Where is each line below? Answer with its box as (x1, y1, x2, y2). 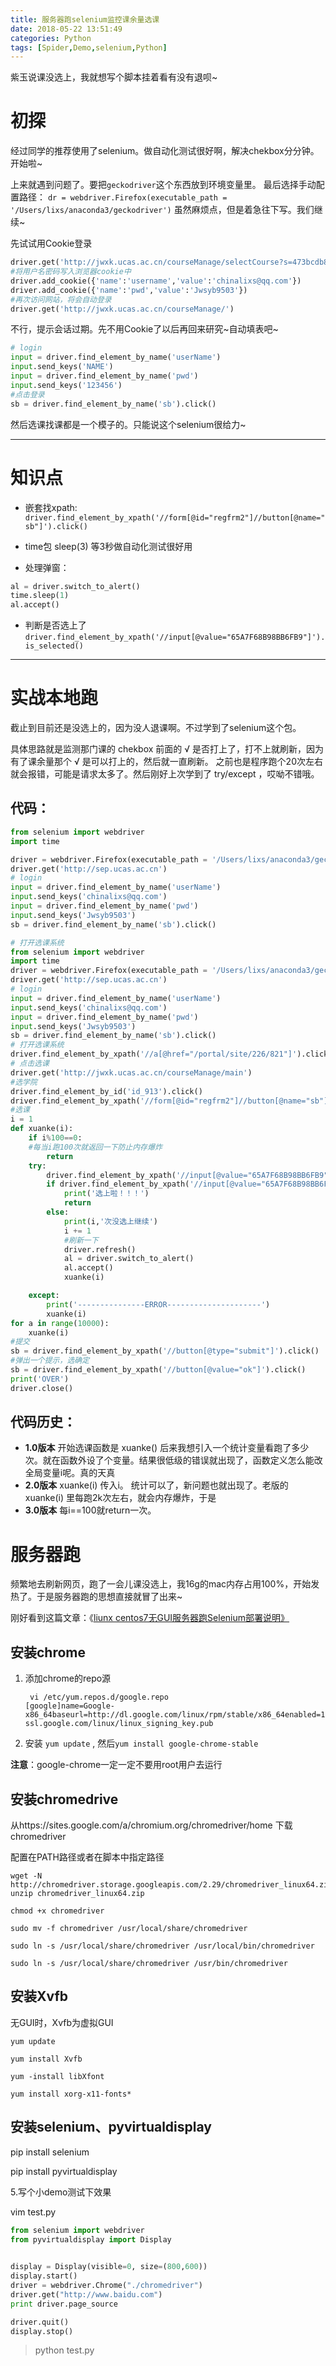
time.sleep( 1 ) (10, 591, 70, 601)
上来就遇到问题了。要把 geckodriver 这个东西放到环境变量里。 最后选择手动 (10, 179, 317, 191)
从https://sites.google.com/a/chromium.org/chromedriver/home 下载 (10, 1819, 293, 1831)
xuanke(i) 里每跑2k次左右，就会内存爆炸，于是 (24, 1492, 217, 1504)
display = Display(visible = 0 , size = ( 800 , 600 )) (10, 2262, 208, 2272)
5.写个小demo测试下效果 (10, 2186, 112, 2198)
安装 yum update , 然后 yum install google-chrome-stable (24, 1737, 259, 1750)
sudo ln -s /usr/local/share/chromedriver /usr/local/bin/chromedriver (10, 1941, 315, 1951)
